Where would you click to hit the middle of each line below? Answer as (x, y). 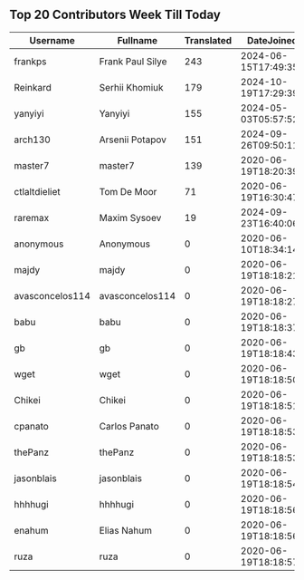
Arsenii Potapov (133, 140)
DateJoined (273, 40)
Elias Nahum (125, 530)
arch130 (33, 140)
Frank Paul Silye (133, 61)
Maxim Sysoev (130, 217)
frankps (30, 61)
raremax (32, 217)
